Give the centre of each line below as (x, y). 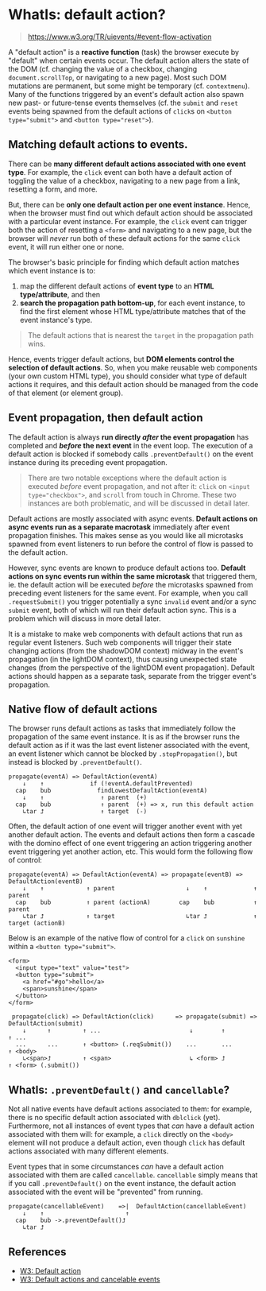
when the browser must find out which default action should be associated (131, 213)
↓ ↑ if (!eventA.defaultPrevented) (108, 784)
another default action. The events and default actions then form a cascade (132, 835)
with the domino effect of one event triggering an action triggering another (130, 843)
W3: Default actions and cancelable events (90, 1279)
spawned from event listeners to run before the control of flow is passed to (131, 544)
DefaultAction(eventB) (46, 882)
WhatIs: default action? (87, 15)
